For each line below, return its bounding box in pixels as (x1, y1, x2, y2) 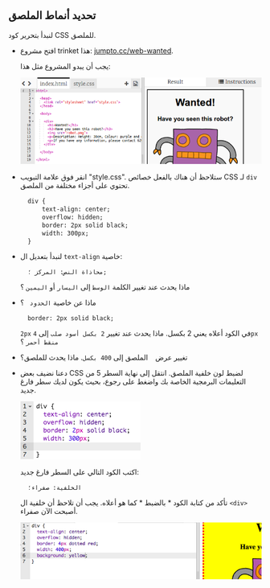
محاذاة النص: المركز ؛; (27, 268, 107, 276)
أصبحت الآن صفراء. (19, 506, 78, 516)
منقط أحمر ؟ (19, 336, 59, 347)
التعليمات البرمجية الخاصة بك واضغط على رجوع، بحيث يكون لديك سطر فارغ (19, 376, 247, 386)
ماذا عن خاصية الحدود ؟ (19, 298, 96, 307)
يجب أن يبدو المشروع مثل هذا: (19, 61, 111, 71)
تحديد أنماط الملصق (8, 9, 96, 23)
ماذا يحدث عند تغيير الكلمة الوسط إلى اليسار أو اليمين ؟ (19, 282, 190, 291)
